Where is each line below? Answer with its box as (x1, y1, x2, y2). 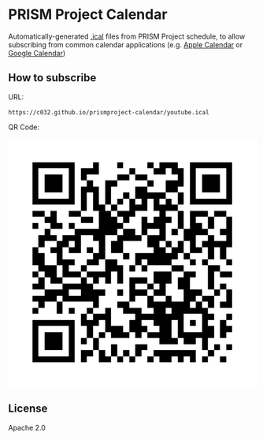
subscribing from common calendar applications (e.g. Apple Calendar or (8, 39, 243, 49)
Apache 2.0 (8, 423, 46, 432)
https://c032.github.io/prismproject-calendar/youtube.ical (8, 108, 210, 116)
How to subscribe (8, 71, 97, 84)
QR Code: (8, 122, 40, 132)
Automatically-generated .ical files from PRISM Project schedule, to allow (8, 32, 246, 41)
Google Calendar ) (8, 48, 66, 58)
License (8, 402, 48, 416)
